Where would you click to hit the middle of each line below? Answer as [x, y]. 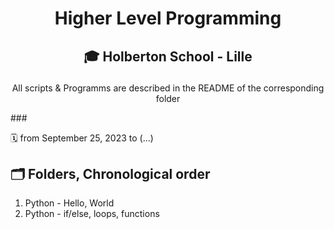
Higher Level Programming [168, 18]
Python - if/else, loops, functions [92, 214]
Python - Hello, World [69, 203]
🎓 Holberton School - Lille [168, 56]
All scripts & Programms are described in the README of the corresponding [168, 88]
